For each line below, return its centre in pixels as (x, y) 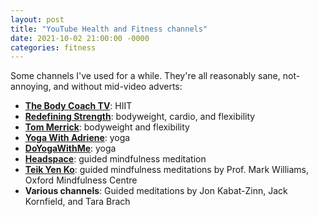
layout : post (37, 19)
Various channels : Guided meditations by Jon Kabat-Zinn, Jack (156, 191)
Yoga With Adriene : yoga (77, 138)
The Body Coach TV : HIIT (78, 106)
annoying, (31, 87)
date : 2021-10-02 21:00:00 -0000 (80, 38)
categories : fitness (53, 47)
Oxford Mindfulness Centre (81, 180)
